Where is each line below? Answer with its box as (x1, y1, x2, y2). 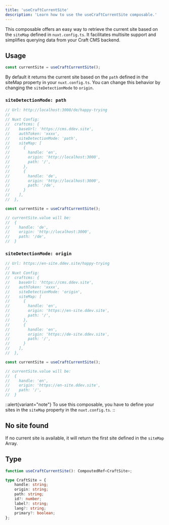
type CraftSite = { (5, 477, 47, 482)
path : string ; (14, 492, 44, 497)
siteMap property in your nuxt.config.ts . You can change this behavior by (5, 79, 161, 86)
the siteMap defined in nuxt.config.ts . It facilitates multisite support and (5, 31, 156, 37)
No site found (5, 421, 49, 430)
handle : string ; (14, 482, 49, 488)
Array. (5, 440, 18, 446)
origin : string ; (14, 487, 49, 492)
